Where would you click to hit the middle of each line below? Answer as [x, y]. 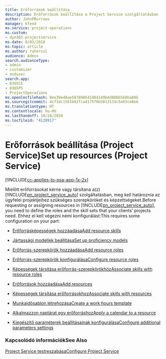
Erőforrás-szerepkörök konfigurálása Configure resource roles [75, 259]
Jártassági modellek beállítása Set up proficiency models [70, 240]
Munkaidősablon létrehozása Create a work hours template [72, 303]
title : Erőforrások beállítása [37, 10]
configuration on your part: [33, 221]
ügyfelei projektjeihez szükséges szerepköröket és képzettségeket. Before [81, 200]
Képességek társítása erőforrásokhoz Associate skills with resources [82, 294]
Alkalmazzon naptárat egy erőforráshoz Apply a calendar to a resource [84, 312]
